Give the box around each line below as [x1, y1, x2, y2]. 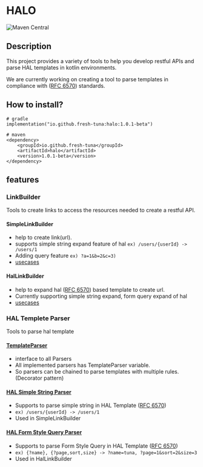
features [6, 174, 39, 185]
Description [6, 41, 52, 52]
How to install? [6, 99, 64, 110]
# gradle [6, 116, 28, 122]
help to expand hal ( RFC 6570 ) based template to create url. [15, 286, 165, 293]
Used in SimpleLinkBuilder [15, 415, 81, 422]
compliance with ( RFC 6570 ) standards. [6, 82, 105, 89]
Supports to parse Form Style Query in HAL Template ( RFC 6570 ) [15, 442, 178, 449]
